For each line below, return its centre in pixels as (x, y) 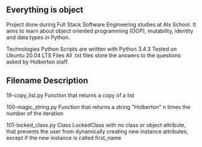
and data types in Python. (38, 37)
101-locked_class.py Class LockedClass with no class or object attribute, (96, 125)
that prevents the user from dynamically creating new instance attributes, (97, 131)
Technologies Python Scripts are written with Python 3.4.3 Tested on (92, 49)
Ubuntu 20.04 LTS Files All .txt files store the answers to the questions (93, 55)
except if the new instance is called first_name (64, 137)
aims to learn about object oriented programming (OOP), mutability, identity (100, 31)
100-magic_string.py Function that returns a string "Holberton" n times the (99, 107)
